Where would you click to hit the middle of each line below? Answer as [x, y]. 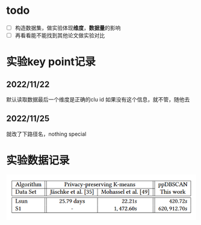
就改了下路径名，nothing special [46, 134]
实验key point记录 [51, 62]
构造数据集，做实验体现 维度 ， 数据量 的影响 [68, 28]
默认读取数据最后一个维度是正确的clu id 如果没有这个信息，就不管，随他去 [98, 100]
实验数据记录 [38, 160]
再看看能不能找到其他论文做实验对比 [60, 35]
